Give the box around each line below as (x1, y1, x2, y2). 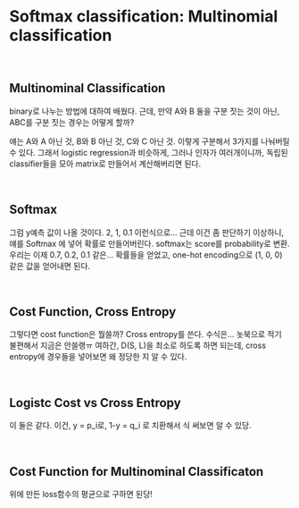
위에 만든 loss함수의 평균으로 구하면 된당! (9, 489, 154, 499)
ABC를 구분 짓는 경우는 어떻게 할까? (9, 116, 135, 127)
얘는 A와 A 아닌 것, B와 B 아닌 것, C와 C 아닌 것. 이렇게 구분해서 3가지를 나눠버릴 (9, 136, 290, 147)
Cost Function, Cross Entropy (9, 304, 177, 319)
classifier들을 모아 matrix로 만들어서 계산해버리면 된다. (9, 158, 202, 169)
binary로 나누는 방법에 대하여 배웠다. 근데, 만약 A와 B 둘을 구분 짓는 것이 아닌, (9, 106, 280, 116)
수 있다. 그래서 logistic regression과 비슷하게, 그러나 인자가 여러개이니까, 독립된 (9, 147, 288, 157)
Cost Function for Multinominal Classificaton (9, 463, 264, 479)
